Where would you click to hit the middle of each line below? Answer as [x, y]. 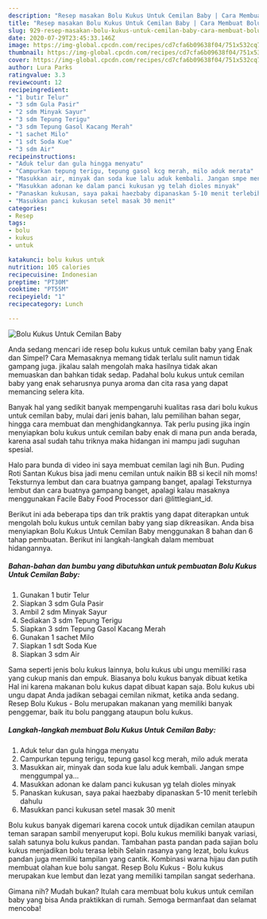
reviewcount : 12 [35, 82]
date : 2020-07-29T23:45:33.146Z [62, 38]
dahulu [31, 801]
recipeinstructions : [43, 156]
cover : [19, 61]
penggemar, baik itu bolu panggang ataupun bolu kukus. [101, 712]
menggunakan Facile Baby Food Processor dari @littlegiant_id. [110, 498]
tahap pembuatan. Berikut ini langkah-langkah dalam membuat [111, 540]
